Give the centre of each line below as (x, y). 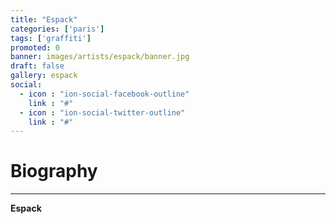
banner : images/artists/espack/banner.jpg (100, 57)
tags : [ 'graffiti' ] (51, 38)
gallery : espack (44, 76)
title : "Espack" (44, 19)
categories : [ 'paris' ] (57, 29)
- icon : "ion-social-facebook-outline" (104, 94)
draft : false (37, 66)
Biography (54, 171)
